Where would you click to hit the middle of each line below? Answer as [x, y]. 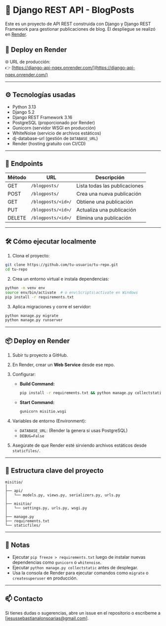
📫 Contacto [24, 599]
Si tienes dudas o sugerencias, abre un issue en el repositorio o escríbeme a [83, 613]
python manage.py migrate [32, 316]
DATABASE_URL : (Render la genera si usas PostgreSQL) [74, 430]
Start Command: [37, 402]
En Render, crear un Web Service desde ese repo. [63, 365]
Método [17, 177]
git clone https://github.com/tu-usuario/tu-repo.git [62, 265]
